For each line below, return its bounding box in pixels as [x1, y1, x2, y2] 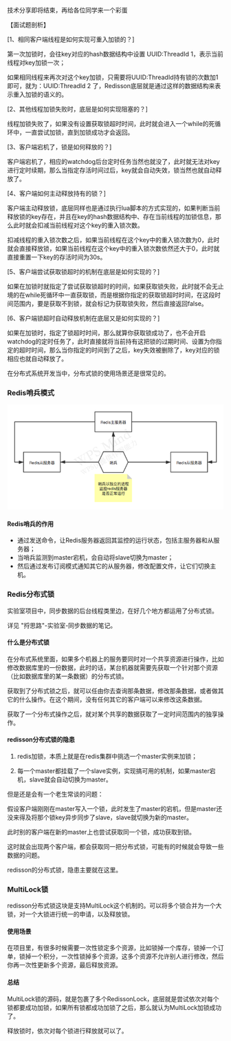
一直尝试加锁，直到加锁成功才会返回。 [25, 128, 134, 136]
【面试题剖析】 [7, 21, 49, 29]
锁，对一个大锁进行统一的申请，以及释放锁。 [7, 910, 134, 918]
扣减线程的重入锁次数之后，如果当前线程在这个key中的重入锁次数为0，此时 [7, 236, 220, 244]
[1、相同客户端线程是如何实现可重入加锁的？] [7, 35, 135, 43]
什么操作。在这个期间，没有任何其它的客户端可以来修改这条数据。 [19, 695, 206, 704]
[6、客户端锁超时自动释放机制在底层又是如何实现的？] [7, 314, 160, 322]
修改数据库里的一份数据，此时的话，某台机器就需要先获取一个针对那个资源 [7, 663, 218, 671]
